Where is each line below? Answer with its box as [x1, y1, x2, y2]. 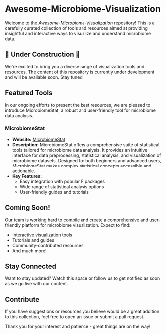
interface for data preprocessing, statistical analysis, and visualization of [12, 152, 161, 158]
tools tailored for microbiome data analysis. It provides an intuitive [12, 147, 148, 153]
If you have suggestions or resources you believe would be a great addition [5, 308, 160, 315]
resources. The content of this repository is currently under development [5, 69, 155, 75]
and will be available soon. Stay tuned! [5, 74, 84, 80]
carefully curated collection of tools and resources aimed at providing [5, 25, 148, 31]
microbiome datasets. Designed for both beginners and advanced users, [12, 157, 161, 163]
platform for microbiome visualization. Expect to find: [22, 222, 131, 228]
